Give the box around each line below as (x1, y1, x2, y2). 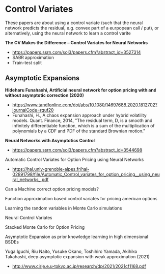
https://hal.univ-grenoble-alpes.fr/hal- (12, 166, 89, 172)
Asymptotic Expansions (5, 74, 80, 82)
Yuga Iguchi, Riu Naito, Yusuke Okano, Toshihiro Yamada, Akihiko (5, 248, 137, 254)
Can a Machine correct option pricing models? (5, 186, 99, 192)
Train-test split (12, 60, 42, 65)
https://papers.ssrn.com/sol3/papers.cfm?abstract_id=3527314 (12, 49, 141, 55)
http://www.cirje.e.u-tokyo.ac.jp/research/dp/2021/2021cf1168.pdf (12, 263, 146, 269)
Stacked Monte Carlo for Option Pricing (5, 224, 85, 230)
